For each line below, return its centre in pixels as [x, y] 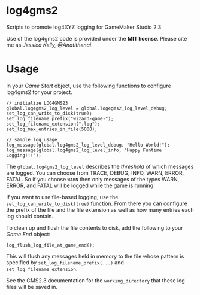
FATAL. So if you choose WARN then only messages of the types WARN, [93, 179]
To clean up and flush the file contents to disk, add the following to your [95, 227]
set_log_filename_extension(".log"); [53, 124]
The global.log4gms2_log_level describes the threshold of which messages [100, 166]
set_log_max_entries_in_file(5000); [52, 129]
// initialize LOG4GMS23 [37, 103]
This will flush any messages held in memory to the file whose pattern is [95, 256]
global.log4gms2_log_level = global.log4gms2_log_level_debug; [87, 108]
